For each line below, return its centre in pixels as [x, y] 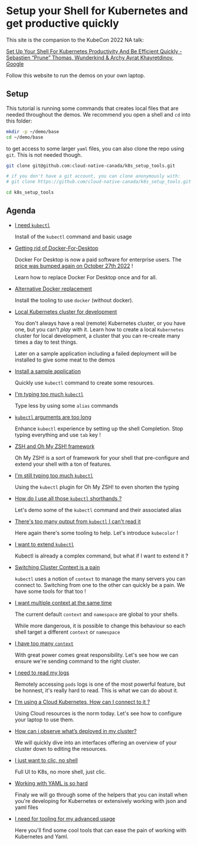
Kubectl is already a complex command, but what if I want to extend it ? [101, 556]
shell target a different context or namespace [67, 632]
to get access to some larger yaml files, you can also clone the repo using [95, 149]
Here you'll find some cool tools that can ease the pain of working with [101, 830]
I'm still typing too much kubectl [54, 475]
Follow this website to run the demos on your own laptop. [76, 75]
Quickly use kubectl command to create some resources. [84, 382]
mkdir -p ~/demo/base [33, 131]
